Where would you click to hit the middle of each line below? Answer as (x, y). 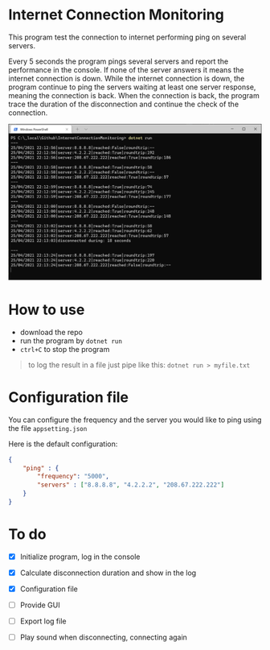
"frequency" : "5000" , (74, 477)
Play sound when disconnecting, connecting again (103, 637)
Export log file (43, 621)
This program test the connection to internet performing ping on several (127, 37)
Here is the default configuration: (63, 444)
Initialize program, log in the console (80, 557)
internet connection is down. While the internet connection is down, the (127, 78)
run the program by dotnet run (71, 341)
